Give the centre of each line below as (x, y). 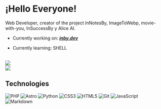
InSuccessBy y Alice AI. (51, 28)
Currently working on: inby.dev (45, 38)
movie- (148, 23)
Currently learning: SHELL (40, 48)
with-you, (15, 28)
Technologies (27, 84)
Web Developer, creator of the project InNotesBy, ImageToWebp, (73, 23)
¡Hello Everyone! (41, 9)
